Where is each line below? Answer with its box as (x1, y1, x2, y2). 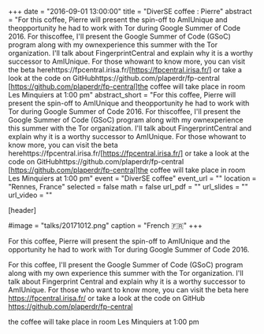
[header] (8, 206, 37, 215)
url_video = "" (8, 190, 53, 200)
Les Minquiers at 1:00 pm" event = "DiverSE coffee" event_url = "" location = (8, 174, 257, 183)
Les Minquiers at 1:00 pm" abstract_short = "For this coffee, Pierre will (8, 90, 236, 99)
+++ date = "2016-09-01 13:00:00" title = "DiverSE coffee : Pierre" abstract (8, 7, 252, 16)
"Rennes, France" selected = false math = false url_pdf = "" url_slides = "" (8, 182, 248, 191)
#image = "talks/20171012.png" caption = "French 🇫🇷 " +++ (8, 221, 203, 230)
